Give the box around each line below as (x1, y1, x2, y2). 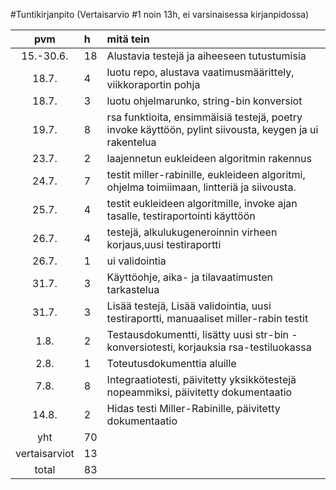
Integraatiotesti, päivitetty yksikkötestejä (106, 373, 297, 386)
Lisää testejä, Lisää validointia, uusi (106, 299, 272, 313)
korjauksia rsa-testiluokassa (178, 340, 312, 354)
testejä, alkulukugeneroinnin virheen (106, 225, 278, 239)
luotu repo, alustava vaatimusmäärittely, (106, 65, 295, 79)
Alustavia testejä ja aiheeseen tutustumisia (106, 49, 307, 63)
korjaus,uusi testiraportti (106, 238, 222, 251)
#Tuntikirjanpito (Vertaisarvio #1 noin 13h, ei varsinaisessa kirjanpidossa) (10, 9, 310, 20)
